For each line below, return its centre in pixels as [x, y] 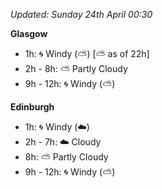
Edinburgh [32, 107]
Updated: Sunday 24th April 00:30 [81, 14]
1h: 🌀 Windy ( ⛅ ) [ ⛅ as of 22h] [87, 53]
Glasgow [29, 33]
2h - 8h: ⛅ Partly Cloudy [76, 68]
